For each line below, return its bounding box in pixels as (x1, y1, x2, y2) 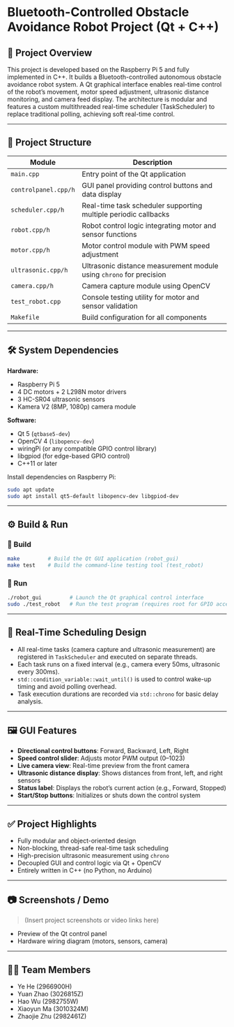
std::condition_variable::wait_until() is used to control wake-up (17, 675, 212, 683)
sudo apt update (7, 486, 54, 493)
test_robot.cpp (10, 298, 61, 305)
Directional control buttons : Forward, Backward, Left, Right (17, 747, 189, 755)
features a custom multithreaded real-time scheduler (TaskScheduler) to (7, 103, 215, 110)
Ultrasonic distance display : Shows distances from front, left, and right (17, 769, 223, 778)
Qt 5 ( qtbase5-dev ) (17, 429, 71, 437)
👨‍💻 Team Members (7, 963, 91, 975)
